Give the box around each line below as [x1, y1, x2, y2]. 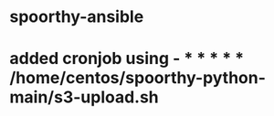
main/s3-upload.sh [9, 87, 160, 108]
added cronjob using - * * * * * [9, 48, 245, 69]
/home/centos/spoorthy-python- [9, 68, 267, 89]
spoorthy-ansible [9, 6, 144, 27]
